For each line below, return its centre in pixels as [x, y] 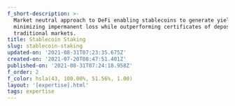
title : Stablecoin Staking [47, 40]
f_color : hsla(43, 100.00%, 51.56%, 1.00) [70, 78]
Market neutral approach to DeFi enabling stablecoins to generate [114, 20]
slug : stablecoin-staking [45, 46]
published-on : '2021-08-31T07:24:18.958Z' [70, 66]
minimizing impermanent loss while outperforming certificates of [112, 26]
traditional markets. [45, 33]
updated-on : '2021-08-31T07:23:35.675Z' [67, 53]
